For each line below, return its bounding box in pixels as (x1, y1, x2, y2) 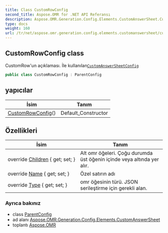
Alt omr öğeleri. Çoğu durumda (79, 150, 153, 157)
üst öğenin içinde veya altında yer (79, 156, 159, 163)
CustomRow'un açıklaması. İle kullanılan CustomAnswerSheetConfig (5, 62, 139, 68)
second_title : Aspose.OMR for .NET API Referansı (5, 12, 111, 17)
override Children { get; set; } (7, 156, 75, 163)
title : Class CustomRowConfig (5, 7, 68, 13)
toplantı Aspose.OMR (12, 221, 56, 228)
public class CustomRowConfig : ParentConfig (5, 72, 101, 77)
